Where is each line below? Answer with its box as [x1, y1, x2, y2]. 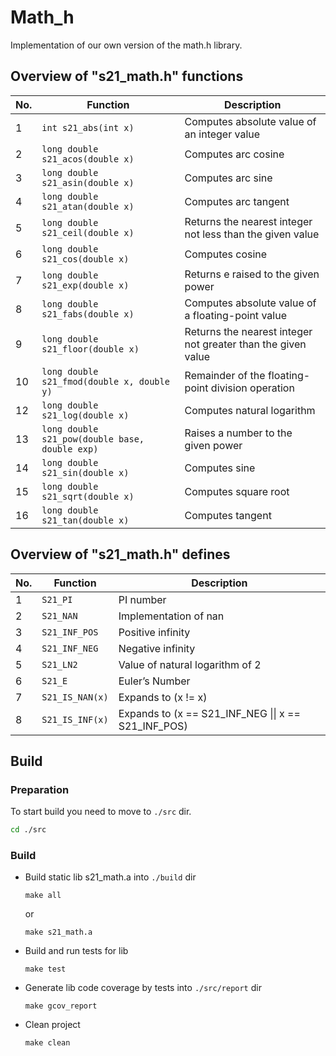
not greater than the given [184, 337, 307, 351]
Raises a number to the [184, 426, 293, 440]
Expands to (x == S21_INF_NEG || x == [118, 706, 301, 720]
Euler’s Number [118, 674, 191, 688]
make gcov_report [24, 1001, 98, 1011]
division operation [210, 381, 295, 395]
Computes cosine [184, 247, 268, 261]
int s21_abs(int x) [41, 122, 135, 133]
